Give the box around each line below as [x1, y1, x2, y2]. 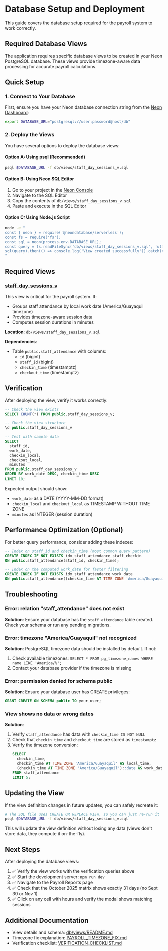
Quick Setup [5, 78, 44, 87]
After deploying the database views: [5, 859, 80, 865]
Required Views [5, 267, 56, 276]
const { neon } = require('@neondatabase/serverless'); [5, 230, 124, 235]
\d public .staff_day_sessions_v [5, 425, 72, 430]
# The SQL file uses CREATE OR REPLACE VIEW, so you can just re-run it [5, 812, 160, 817]
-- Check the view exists [5, 407, 59, 412]
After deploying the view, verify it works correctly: [5, 397, 108, 403]
